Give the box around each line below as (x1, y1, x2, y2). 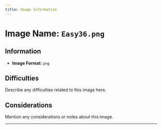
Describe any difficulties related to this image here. (5, 87, 107, 93)
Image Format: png (12, 60, 50, 66)
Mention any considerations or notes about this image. (5, 114, 113, 120)
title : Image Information (5, 7, 57, 12)
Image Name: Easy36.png (5, 28, 105, 39)
